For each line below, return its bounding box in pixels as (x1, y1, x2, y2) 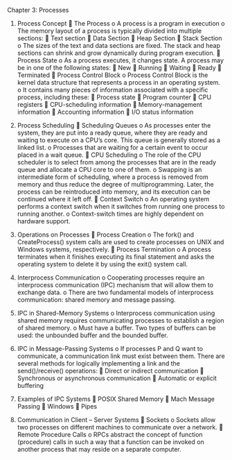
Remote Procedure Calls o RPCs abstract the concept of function (17, 430, 203, 438)
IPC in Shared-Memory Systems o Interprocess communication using (17, 309, 215, 317)
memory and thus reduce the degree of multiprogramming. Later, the (17, 180, 214, 188)
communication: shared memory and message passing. (17, 296, 176, 304)
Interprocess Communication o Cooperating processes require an (17, 273, 205, 282)
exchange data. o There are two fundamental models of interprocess (17, 288, 214, 296)
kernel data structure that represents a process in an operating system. (17, 78, 220, 86)
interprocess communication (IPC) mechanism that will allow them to (17, 281, 213, 289)
